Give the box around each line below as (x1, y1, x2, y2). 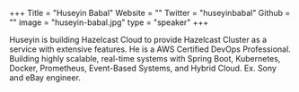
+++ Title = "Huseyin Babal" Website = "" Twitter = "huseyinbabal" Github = (9, 8, 291, 18)
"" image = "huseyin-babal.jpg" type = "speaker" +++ (9, 17, 209, 28)
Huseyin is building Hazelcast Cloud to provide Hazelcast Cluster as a (9, 35, 268, 45)
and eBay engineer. (9, 72, 81, 83)
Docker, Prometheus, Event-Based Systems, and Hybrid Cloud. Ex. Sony (9, 63, 277, 73)
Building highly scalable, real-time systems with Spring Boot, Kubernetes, (9, 54, 281, 63)
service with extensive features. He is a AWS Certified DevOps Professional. (9, 44, 292, 54)
